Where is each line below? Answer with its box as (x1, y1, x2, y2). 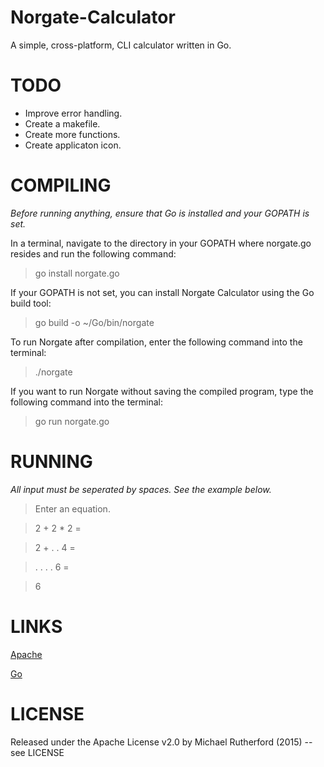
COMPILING (10, 174, 112, 197)
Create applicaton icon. (24, 139, 122, 151)
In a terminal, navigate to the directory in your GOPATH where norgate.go (10, 237, 312, 249)
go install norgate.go (34, 267, 120, 279)
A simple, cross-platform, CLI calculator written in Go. (10, 39, 232, 51)
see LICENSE (10, 746, 65, 758)
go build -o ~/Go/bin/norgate (34, 316, 155, 328)
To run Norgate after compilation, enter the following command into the (10, 336, 303, 348)
